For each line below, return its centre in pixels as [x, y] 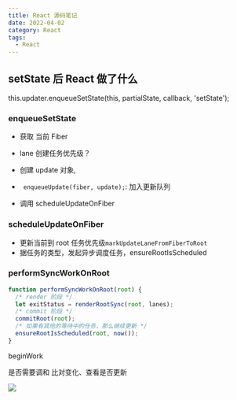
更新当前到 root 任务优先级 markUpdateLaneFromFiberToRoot [113, 243]
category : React [35, 30]
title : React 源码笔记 [43, 15]
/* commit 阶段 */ [44, 312]
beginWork [26, 356]
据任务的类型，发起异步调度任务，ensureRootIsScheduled [113, 252]
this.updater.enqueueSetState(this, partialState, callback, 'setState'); [119, 98]
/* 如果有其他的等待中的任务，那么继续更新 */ [81, 326]
